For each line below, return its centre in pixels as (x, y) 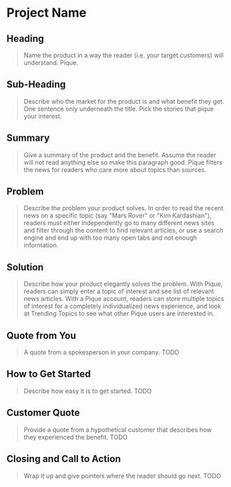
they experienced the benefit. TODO (75, 437)
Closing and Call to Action (64, 459)
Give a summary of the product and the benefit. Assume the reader (120, 155)
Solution (25, 267)
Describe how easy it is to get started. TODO (88, 391)
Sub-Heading (36, 85)
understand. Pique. (51, 63)
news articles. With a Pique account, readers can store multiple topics (124, 299)
